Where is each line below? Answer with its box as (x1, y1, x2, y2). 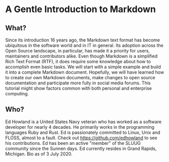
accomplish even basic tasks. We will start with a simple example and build (5, 64, 161, 70)
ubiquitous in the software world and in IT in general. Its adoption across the (5, 42, 164, 48)
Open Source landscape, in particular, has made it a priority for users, (5, 48, 150, 53)
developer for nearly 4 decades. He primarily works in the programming (5, 124, 155, 130)
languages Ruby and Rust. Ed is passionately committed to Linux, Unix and (5, 129, 160, 135)
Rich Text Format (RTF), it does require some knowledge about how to (5, 59, 151, 64)
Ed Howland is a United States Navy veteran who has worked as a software (5, 119, 162, 125)
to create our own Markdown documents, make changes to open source (5, 75, 155, 80)
